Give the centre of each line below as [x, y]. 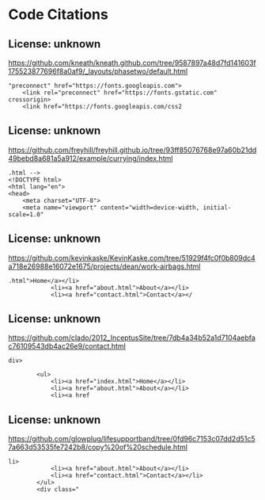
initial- [217, 208]
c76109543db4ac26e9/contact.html [67, 346]
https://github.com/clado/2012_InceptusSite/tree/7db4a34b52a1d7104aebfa [132, 338]
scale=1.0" [26, 214]
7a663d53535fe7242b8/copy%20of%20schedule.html [98, 447]
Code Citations [58, 15]
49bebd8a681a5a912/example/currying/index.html [91, 158]
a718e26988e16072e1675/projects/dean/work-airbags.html [104, 266]
